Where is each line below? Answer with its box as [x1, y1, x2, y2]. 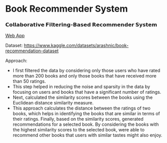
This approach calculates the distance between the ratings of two [12, 105, 151, 112]
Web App [5, 32, 25, 39]
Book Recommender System [5, 3, 128, 15]
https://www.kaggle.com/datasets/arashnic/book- [23, 43, 129, 49]
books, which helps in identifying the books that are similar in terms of [12, 111, 160, 117]
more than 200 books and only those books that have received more [12, 73, 157, 79]
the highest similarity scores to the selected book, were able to [12, 127, 145, 133]
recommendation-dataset [5, 48, 59, 54]
